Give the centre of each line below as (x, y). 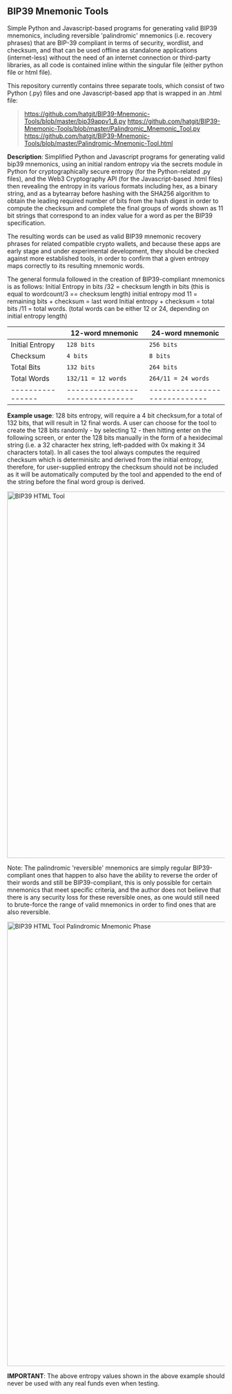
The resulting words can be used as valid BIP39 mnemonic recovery (104, 236)
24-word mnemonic (185, 333)
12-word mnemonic (104, 333)
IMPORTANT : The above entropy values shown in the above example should (116, 1376)
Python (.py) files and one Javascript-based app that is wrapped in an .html (115, 93)
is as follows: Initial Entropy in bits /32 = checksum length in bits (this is (108, 286)
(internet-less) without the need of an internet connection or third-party (109, 57)
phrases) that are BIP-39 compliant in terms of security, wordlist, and (105, 43)
